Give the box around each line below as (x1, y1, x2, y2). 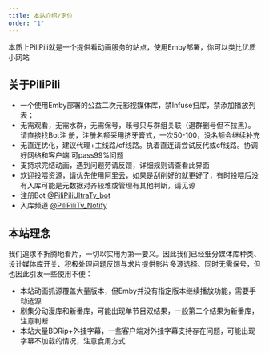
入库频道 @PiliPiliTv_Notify (19, 201, 108, 211)
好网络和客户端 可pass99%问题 (19, 150, 124, 160)
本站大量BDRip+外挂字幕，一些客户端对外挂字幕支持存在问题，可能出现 (19, 326, 256, 336)
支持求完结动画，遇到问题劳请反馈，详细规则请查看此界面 (19, 161, 210, 170)
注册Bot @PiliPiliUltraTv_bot (19, 191, 110, 200)
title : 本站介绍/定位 (8, 11, 74, 20)
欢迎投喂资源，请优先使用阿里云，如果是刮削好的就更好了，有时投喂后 (19, 170, 252, 180)
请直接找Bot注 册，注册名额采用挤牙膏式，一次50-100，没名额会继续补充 (19, 130, 260, 140)
